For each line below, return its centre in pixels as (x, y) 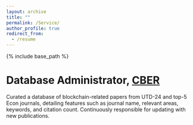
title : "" (18, 17)
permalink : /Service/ (33, 23)
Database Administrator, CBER (83, 80)
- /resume (24, 39)
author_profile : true (33, 28)
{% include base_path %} (38, 56)
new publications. (28, 115)
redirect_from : (25, 34)
